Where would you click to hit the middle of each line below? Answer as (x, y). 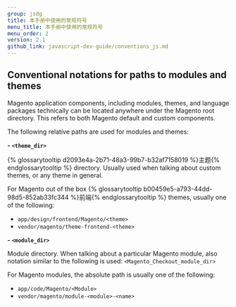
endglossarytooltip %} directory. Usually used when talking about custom (114, 168)
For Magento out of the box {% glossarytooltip (75, 189)
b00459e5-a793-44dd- (178, 189)
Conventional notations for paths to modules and (117, 75)
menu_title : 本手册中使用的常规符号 (55, 27)
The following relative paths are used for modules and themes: (98, 132)
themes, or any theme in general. (55, 175)
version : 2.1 (26, 40)
